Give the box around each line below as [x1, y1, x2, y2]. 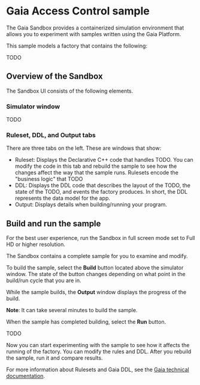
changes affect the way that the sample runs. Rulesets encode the [14, 169, 178, 176]
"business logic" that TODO [14, 176, 83, 183]
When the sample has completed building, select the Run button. [6, 318, 166, 325]
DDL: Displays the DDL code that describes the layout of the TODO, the [14, 182, 190, 189]
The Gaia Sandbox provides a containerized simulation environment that [6, 24, 184, 31]
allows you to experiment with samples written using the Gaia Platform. [6, 30, 181, 37]
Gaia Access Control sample [6, 4, 150, 18]
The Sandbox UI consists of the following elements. [6, 87, 134, 94]
